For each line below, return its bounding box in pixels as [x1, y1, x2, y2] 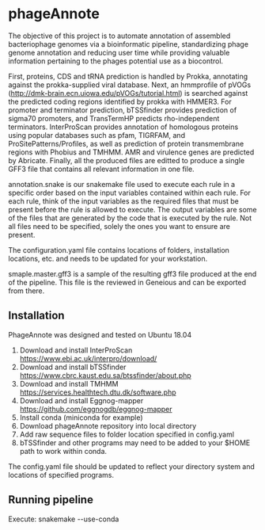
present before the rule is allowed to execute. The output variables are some [8, 204, 257, 214]
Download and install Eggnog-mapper [19, 395, 144, 405]
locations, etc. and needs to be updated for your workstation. [8, 254, 208, 263]
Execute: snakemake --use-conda [8, 514, 119, 524]
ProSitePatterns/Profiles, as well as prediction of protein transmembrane [8, 139, 244, 148]
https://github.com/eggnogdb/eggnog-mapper [19, 404, 172, 414]
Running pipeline [8, 493, 93, 507]
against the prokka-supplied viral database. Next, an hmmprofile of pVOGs [8, 80, 252, 90]
